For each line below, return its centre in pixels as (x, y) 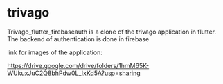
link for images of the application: (55, 52)
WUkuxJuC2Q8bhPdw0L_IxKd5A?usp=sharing (74, 73)
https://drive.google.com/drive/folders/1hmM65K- (78, 65)
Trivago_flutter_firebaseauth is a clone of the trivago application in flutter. (112, 32)
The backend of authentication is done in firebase (78, 39)
